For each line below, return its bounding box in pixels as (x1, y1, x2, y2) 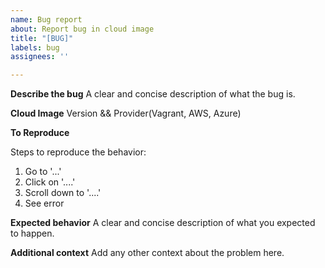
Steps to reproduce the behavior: (10, 146, 147, 158)
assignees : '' (10, 52, 70, 62)
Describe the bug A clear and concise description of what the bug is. (10, 88, 296, 100)
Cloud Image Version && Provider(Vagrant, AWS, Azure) (10, 107, 242, 120)
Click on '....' (24, 176, 76, 188)
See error (24, 197, 65, 210)
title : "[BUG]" (10, 33, 74, 43)
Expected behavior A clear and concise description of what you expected (10, 217, 316, 229)
